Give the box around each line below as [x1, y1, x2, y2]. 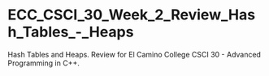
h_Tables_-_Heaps [7, 23, 134, 41]
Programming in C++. [7, 58, 80, 68]
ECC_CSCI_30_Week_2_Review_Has [7, 6, 256, 24]
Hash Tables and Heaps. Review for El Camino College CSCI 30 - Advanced [7, 49, 262, 59]
